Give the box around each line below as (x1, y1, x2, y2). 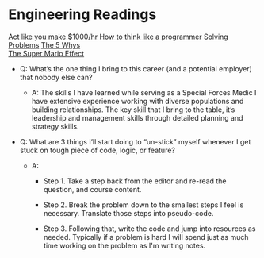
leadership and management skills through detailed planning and (31, 113, 243, 122)
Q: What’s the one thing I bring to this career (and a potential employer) (19, 64, 252, 73)
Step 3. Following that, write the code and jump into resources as (43, 224, 256, 233)
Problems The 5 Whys (8, 40, 81, 49)
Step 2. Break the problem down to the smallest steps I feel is (43, 200, 244, 210)
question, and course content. (43, 184, 142, 194)
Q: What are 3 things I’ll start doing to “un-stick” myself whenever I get (19, 137, 251, 146)
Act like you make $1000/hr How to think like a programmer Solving (8, 32, 228, 41)
